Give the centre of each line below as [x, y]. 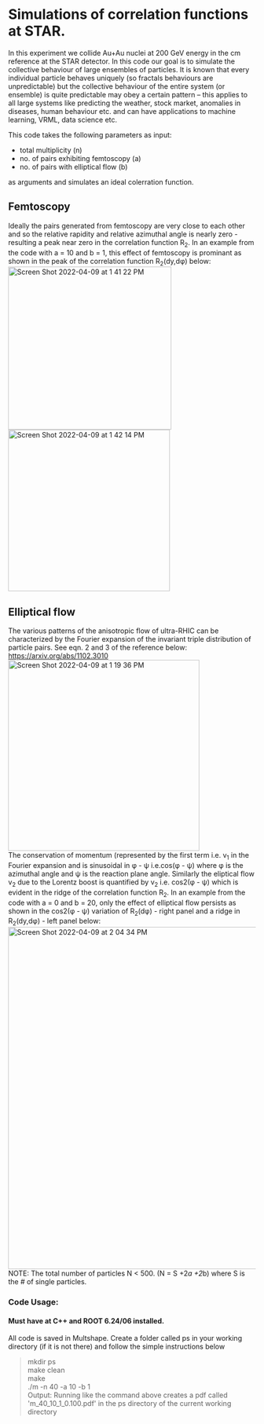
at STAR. [37, 31]
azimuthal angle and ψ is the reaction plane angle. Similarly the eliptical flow [132, 873]
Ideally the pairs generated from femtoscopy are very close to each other [126, 225]
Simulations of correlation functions [128, 15]
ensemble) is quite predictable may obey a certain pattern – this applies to [128, 94]
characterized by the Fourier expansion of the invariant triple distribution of [130, 639]
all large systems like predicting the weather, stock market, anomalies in [125, 103]
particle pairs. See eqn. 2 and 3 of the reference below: [97, 648]
